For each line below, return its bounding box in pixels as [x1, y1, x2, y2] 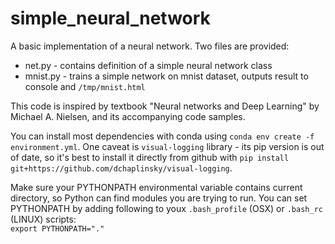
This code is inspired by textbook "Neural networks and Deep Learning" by [10, 100, 320, 112]
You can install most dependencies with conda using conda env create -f [10, 130, 315, 142]
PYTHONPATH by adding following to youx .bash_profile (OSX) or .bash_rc [10, 202, 323, 214]
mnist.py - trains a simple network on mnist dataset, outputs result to [24, 70, 309, 82]
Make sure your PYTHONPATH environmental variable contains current [10, 181, 303, 193]
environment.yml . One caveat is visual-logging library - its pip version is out [10, 140, 325, 152]
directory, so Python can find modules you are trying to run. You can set [10, 192, 308, 204]
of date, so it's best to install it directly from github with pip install [10, 151, 290, 163]
